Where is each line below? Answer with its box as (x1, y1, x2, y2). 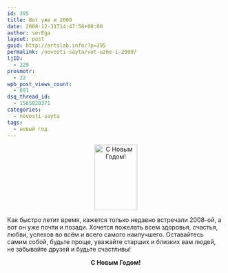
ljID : (7, 55, 23, 62)
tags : (7, 119, 23, 126)
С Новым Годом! (90, 259, 141, 267)
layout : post (7, 36, 45, 43)
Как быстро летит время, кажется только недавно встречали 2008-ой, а (7, 216, 222, 224)
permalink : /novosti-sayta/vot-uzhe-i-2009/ (7, 49, 137, 56)
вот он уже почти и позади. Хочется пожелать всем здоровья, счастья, (7, 223, 218, 232)
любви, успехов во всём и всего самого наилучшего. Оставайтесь (7, 230, 204, 239)
